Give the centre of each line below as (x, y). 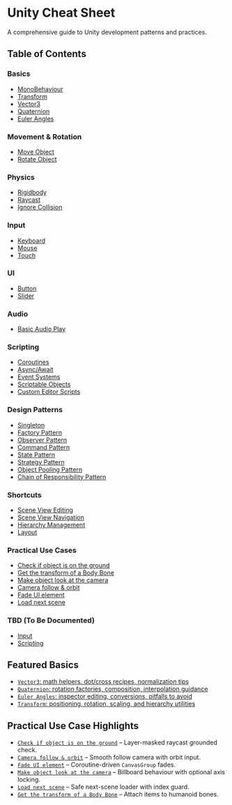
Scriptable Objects (44, 384)
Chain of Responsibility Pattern (62, 477)
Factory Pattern (40, 432)
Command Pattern (44, 447)
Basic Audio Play (41, 329)
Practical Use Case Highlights (73, 726)
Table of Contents (47, 54)
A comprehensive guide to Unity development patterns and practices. (107, 32)
